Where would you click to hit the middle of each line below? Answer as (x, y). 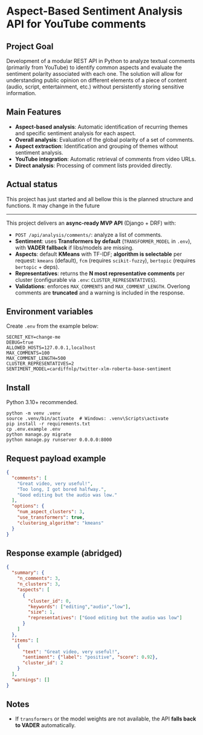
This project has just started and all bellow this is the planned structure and (100, 199)
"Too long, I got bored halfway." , (62, 489)
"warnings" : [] (31, 680)
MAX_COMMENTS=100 (28, 353)
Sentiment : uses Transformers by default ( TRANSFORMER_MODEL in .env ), (103, 241)
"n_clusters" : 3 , (39, 584)
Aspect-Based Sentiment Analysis (95, 11)
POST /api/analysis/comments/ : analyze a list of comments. (89, 234)
